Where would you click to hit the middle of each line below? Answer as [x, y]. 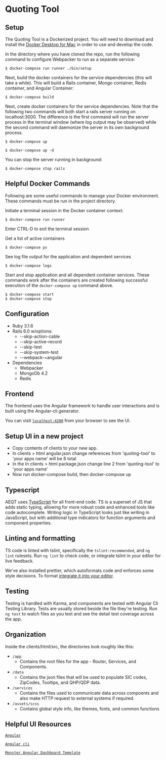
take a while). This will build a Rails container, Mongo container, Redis [76, 83]
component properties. [28, 523]
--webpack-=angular [41, 357]
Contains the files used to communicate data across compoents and [89, 693]
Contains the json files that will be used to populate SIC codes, [83, 677]
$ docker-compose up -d [30, 150]
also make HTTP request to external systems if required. [77, 698]
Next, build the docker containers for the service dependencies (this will [79, 77]
